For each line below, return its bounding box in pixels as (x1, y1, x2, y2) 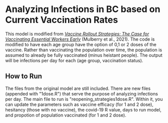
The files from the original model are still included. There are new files (5, 85, 151, 91)
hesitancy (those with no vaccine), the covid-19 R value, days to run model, (5, 106, 161, 112)
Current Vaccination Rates (5, 14, 119, 26)
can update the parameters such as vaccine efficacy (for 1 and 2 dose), (5, 101, 154, 107)
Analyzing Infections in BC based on (5, 4, 160, 15)
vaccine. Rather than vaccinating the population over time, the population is (5, 47, 162, 53)
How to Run (5, 72, 42, 81)
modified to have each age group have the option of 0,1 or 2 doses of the (5, 41, 157, 47)
